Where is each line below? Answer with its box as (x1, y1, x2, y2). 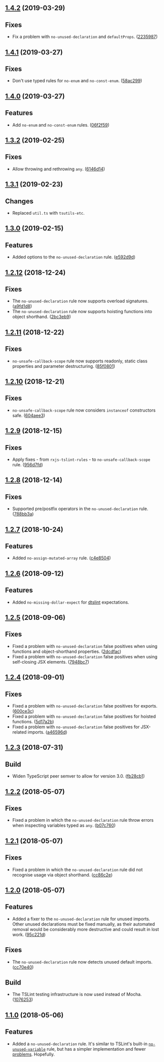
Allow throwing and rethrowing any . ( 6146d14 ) (12, 166, 105, 172)
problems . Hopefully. (12, 1051, 55, 1057)
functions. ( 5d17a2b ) (12, 719, 54, 725)
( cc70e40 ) (12, 964, 34, 970)
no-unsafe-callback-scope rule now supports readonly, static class (12, 358, 148, 364)
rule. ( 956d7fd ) (12, 462, 43, 468)
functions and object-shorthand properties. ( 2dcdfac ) (12, 648, 122, 654)
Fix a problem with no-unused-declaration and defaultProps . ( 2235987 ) (12, 34, 158, 40)
